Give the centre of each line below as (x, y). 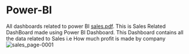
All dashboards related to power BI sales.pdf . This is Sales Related (86, 26)
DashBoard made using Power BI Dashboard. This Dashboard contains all (95, 32)
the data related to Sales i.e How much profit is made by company (86, 38)
